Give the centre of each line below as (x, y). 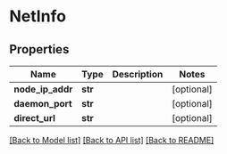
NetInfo (38, 16)
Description (138, 74)
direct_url (35, 118)
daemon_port (43, 104)
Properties (39, 49)
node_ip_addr (43, 89)
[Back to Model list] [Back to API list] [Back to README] (112, 140)
